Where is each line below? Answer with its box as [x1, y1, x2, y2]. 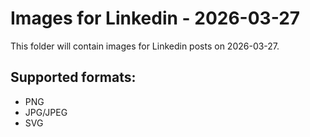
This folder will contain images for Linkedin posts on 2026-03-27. [10, 40, 280, 52]
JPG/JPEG [24, 106, 68, 118]
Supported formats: [10, 69, 137, 86]
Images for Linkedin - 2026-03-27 [10, 7, 301, 30]
